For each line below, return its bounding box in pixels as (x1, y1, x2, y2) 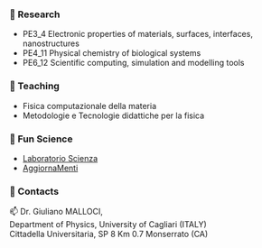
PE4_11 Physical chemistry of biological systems (22, 48, 201, 59)
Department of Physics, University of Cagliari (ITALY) (9, 219, 208, 230)
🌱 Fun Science (9, 133, 73, 145)
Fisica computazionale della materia (22, 100, 157, 111)
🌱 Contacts (9, 185, 60, 197)
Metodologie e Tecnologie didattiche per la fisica (22, 110, 205, 121)
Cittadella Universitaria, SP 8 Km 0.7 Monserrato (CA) (9, 229, 209, 240)
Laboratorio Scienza (22, 152, 98, 163)
